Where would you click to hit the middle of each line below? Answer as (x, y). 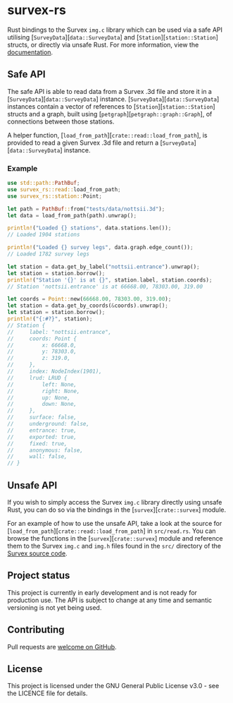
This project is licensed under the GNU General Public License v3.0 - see (113, 686)
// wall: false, (38, 457)
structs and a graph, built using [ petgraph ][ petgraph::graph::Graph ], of (110, 114)
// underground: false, (49, 424)
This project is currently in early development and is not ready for (102, 592)
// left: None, (42, 384)
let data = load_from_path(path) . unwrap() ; (72, 215)
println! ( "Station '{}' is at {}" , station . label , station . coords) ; (110, 280)
